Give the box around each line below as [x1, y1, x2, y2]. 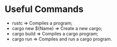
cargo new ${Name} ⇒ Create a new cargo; [11, 25, 102, 31]
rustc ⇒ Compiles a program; [11, 20, 73, 26]
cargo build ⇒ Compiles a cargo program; [11, 30, 98, 36]
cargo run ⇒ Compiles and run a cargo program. [11, 36, 112, 42]
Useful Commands [4, 3, 83, 15]
